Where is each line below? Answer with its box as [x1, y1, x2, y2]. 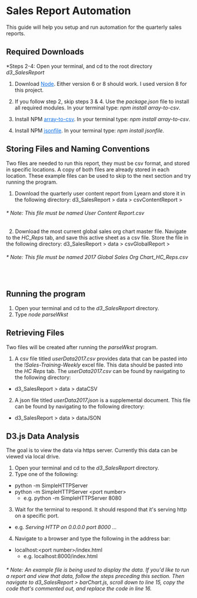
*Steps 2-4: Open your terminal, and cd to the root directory [6, 62, 153, 69]
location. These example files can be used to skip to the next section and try [6, 172, 191, 179]
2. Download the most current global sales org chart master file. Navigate [8, 228, 187, 235]
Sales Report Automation [6, 4, 131, 18]
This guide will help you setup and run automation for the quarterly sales [6, 24, 182, 31]
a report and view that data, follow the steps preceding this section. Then [6, 573, 185, 579]
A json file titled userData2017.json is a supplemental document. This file [14, 396, 191, 404]
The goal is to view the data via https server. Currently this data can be [6, 447, 178, 454]
